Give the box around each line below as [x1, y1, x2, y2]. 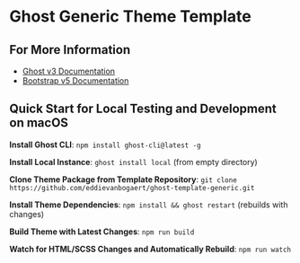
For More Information [9, 42, 131, 57]
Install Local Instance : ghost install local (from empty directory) [9, 156, 258, 167]
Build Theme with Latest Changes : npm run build [9, 226, 195, 237]
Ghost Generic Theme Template [9, 6, 251, 27]
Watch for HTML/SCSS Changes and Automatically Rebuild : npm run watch [9, 243, 292, 254]
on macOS [9, 115, 69, 131]
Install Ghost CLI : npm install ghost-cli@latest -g [9, 139, 201, 150]
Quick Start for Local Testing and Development [9, 101, 277, 117]
